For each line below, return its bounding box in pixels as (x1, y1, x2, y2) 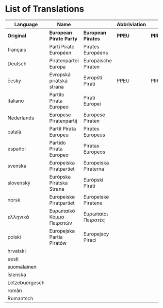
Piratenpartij (49, 117, 78, 124)
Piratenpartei (49, 57, 79, 64)
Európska (49, 173, 71, 180)
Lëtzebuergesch (7, 279, 45, 286)
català (7, 128, 22, 135)
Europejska (49, 227, 75, 234)
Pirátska (49, 179, 68, 186)
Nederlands (7, 114, 34, 121)
